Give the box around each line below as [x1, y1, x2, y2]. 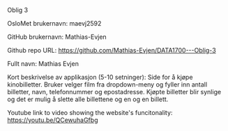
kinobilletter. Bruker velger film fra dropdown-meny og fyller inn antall [7, 80, 208, 89]
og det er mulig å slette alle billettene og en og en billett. [7, 95, 169, 103]
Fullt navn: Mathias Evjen [7, 60, 79, 68]
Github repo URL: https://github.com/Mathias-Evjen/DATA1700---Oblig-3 [7, 46, 216, 54]
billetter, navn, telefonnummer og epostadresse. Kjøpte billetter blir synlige [7, 88, 222, 96]
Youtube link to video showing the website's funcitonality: [7, 109, 173, 116]
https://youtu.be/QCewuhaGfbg [7, 116, 98, 124]
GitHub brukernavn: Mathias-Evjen [7, 33, 107, 41]
